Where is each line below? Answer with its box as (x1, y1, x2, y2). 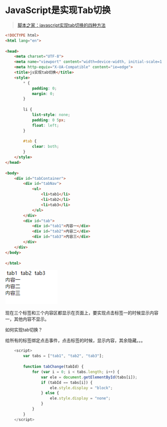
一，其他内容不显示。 (5, 316, 49, 322)
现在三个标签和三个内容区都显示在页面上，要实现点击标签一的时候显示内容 (5, 310, 158, 316)
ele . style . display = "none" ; (49, 396, 111, 401)
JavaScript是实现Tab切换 (5, 5, 111, 16)
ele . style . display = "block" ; (49, 385, 113, 390)
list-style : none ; (31, 113, 70, 118)
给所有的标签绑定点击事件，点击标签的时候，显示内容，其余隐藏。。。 (5, 338, 145, 344)
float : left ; (31, 123, 59, 128)
